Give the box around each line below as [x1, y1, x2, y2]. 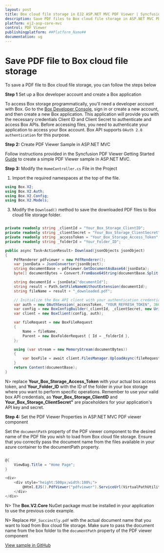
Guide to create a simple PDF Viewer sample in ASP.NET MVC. [5, 156, 131, 162]
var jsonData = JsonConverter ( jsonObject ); [14, 262, 104, 266]
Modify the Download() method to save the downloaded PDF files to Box [12, 207, 156, 213]
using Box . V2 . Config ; [5, 193, 49, 198]
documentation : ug [5, 35, 42, 40]
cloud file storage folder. [12, 212, 62, 218]
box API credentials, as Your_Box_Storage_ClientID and [5, 394, 118, 400]
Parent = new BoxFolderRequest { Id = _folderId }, [22, 333, 130, 338]
